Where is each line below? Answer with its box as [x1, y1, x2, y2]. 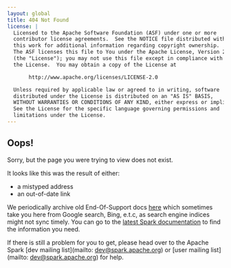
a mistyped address [16, 182, 74, 190]
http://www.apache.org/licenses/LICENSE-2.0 [28, 74, 158, 81]
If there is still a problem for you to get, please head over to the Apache [7, 238, 209, 247]
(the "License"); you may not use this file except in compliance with [13, 55, 223, 62]
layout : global [7, 10, 51, 17]
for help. [100, 253, 124, 261]
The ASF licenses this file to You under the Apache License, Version [13, 49, 220, 56]
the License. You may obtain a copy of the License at [13, 61, 177, 68]
